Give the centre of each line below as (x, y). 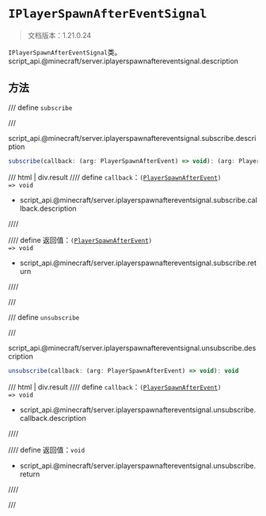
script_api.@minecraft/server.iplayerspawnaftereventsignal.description (123, 61)
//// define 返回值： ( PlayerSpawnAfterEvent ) (80, 240)
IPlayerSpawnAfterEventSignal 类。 (65, 52)
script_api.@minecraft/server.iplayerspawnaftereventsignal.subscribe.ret (138, 263)
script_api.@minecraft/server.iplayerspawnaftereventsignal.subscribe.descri (132, 138)
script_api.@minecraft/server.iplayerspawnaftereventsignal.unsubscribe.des (132, 347)
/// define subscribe (40, 107)
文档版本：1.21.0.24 (59, 35)
